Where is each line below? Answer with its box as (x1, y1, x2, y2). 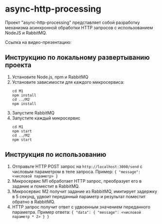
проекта (5, 61, 32, 69)
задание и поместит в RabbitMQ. (12, 183, 80, 189)
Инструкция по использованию (5, 150, 107, 159)
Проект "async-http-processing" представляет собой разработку (5, 19, 140, 25)
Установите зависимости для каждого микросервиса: (12, 79, 125, 85)
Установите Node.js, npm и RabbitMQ (12, 74, 89, 80)
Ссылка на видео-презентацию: (5, 39, 72, 45)
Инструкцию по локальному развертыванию (5, 54, 150, 62)
